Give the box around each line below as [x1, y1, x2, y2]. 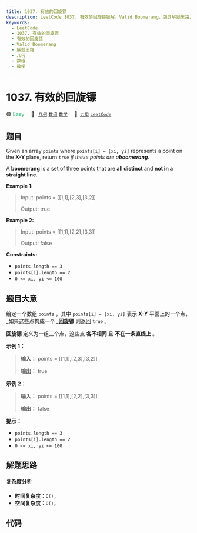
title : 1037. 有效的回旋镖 [6, 8, 67, 15]
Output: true [20, 205, 51, 212]
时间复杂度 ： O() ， [14, 492, 59, 499]
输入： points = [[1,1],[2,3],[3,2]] [20, 355, 98, 362]
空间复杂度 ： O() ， [14, 499, 59, 507]
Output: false [20, 239, 52, 247]
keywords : [6, 19, 31, 25]
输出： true [20, 367, 48, 374]
